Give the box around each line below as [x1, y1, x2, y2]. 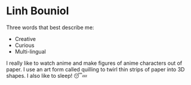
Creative [14, 35, 36, 42]
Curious [14, 42, 35, 49]
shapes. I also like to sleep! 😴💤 [6, 72, 88, 79]
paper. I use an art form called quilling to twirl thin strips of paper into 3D [6, 65, 185, 73]
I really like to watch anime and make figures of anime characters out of [6, 59, 183, 67]
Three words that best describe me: [6, 24, 94, 31]
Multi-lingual [14, 48, 46, 55]
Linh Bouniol [6, 4, 69, 18]
